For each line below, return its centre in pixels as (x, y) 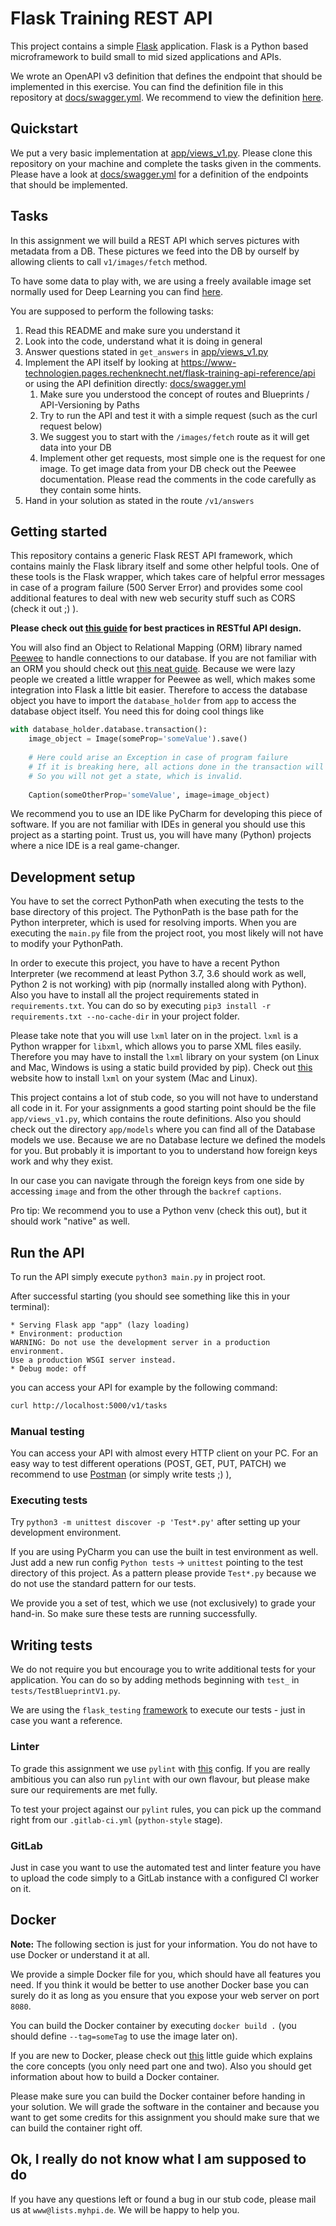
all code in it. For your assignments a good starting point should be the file (163, 1108)
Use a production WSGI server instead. (93, 1360)
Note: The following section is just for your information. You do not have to (164, 1944)
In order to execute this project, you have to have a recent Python (145, 963)
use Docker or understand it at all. (80, 1954)
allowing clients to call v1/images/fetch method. (109, 261)
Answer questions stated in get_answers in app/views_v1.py (146, 351)
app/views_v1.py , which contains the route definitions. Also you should (156, 1119)
